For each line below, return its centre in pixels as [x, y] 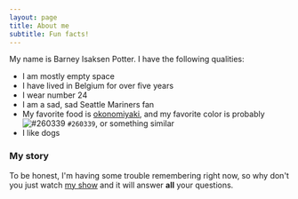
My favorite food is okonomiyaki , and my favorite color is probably [143, 114]
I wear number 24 [55, 95]
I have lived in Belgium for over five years [98, 86]
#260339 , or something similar [121, 123]
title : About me [39, 26]
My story [29, 156]
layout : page [33, 17]
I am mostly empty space [68, 76]
